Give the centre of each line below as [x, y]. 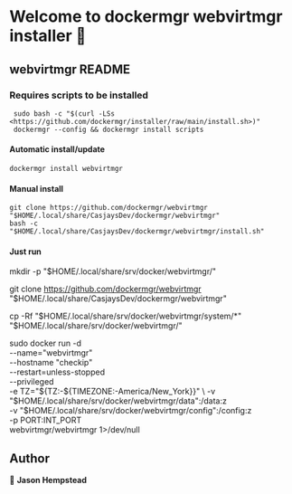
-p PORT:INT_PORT [46, 420]
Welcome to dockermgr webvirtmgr [146, 17]
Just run [26, 252]
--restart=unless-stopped [57, 372]
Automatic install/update [57, 149]
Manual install [37, 188]
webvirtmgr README [70, 69]
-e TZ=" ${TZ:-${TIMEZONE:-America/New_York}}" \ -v [113, 392]
